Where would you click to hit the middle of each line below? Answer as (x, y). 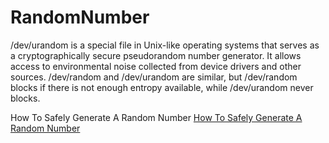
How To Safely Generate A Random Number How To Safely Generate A (156, 117)
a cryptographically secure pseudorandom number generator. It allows (156, 55)
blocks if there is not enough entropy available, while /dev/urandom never (162, 87)
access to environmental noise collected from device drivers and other (156, 66)
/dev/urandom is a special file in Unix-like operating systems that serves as (165, 45)
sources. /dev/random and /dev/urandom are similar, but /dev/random (154, 77)
